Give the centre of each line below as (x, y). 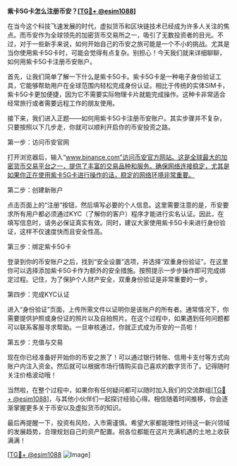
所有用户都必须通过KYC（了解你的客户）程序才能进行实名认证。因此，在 (119, 214)
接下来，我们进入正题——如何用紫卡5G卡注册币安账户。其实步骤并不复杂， (116, 118)
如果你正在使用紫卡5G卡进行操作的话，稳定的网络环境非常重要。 (101, 175)
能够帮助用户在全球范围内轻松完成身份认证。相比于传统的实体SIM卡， (127, 85)
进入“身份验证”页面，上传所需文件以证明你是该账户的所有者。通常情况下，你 (118, 309)
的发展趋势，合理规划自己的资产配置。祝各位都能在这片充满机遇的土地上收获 (119, 432)
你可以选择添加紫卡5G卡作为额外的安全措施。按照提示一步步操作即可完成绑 (116, 271)
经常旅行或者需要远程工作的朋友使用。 (63, 103)
